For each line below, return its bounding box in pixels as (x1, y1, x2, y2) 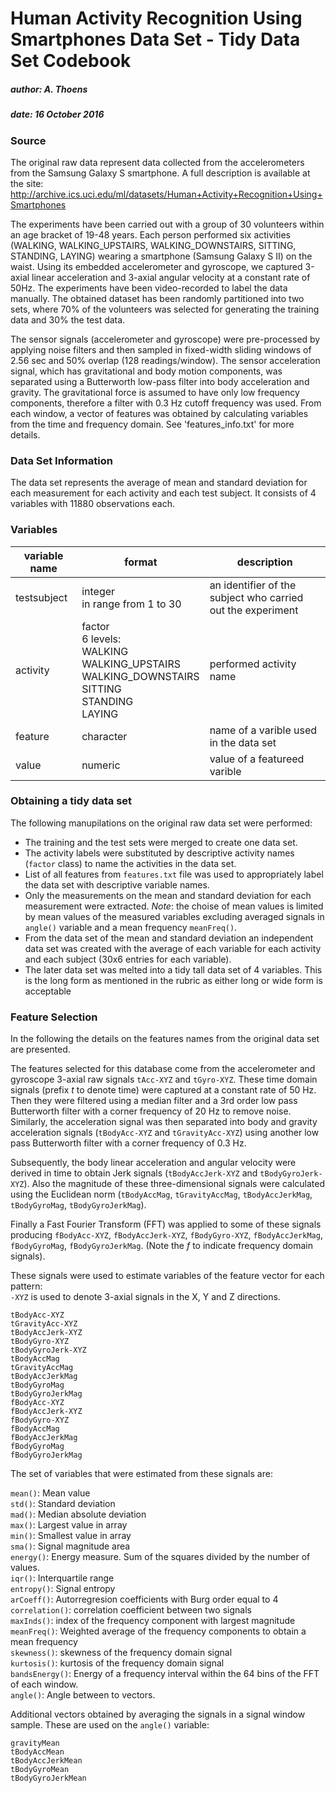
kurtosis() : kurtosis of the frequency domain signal (10, 1657, 225, 1669)
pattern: (10, 1280, 43, 1292)
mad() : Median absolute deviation (10, 1508, 147, 1521)
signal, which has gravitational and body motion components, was (10, 365, 283, 377)
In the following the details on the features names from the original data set (10, 1033, 320, 1045)
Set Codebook (10, 50, 132, 72)
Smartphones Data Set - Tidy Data (10, 28, 301, 51)
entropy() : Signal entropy (10, 1583, 116, 1595)
